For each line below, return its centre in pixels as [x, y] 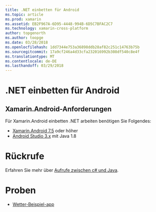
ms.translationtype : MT [30, 56]
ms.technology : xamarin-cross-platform [47, 29]
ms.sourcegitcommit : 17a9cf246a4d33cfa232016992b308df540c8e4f [72, 52]
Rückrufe [25, 156]
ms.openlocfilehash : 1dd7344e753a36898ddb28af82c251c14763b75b [72, 47]
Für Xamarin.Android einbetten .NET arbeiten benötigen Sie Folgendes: [78, 121]
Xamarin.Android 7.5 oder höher [45, 131]
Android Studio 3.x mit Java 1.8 [44, 136]
